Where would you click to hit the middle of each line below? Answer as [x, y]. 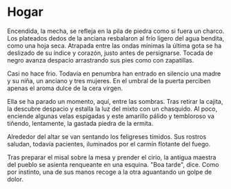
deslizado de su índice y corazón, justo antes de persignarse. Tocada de [110, 53]
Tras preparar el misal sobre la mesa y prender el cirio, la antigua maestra [112, 157]
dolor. [16, 179]
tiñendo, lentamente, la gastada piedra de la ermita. [80, 123]
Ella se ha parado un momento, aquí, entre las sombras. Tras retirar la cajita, [115, 101]
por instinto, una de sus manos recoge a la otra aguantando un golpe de [110, 172]
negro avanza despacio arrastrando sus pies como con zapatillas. [101, 60]
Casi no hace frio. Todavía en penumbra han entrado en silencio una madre [114, 74]
